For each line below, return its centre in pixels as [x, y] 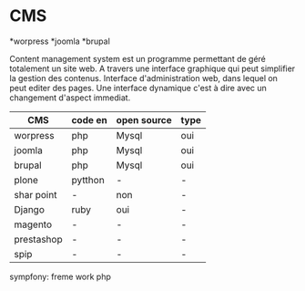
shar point [36, 194]
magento [33, 224]
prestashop [38, 239]
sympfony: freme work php [61, 276]
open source [144, 120]
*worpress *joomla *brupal [60, 41]
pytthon [88, 180]
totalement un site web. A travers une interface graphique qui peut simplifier [152, 68]
